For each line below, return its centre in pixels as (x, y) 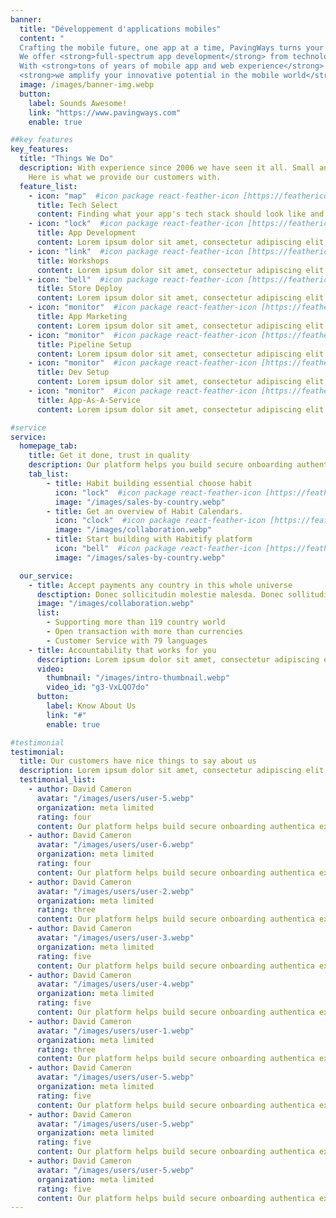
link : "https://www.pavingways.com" (105, 112)
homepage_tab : (48, 446)
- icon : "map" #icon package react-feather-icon (134, 196)
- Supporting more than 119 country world (136, 622)
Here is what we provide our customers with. (125, 177)
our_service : (46, 576)
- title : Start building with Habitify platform (149, 539)
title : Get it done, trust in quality (109, 456)
